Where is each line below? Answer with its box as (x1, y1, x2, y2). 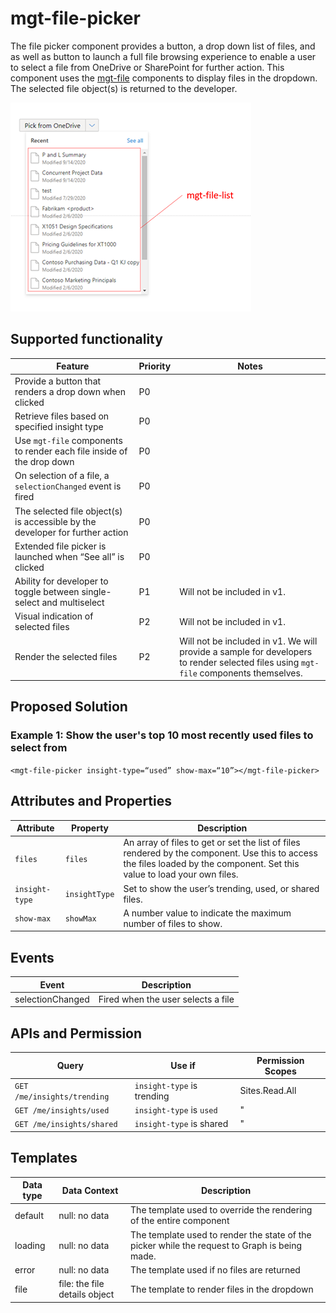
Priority (138, 360, 172, 372)
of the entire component (130, 1215, 230, 1227)
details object (58, 1288, 115, 1301)
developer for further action (14, 526, 129, 538)
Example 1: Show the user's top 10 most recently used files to (10, 728, 314, 742)
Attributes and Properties (10, 793, 172, 810)
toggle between (14, 586, 80, 597)
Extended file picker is (14, 540, 107, 552)
